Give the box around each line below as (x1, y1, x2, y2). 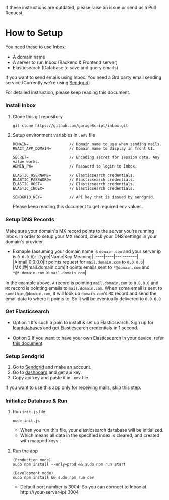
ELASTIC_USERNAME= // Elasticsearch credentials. (12, 173, 135, 178)
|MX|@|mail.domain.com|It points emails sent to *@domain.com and (12, 264, 150, 270)
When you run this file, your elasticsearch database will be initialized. (20, 427, 164, 433)
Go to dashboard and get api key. (12, 369, 82, 375)
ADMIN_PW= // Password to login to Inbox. (12, 164, 137, 169)
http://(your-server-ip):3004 (20, 489, 79, 495)
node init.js (12, 418, 40, 423)
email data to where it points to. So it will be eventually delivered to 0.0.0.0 (5, 295, 161, 302)
